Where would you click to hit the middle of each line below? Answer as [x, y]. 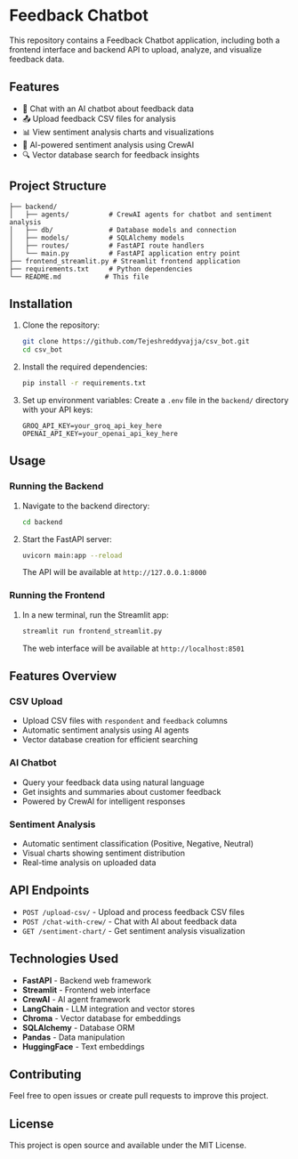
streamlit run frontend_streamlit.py [92, 631]
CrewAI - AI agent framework [76, 999]
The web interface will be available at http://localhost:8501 [133, 648]
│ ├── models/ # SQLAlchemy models [97, 238]
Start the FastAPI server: [67, 539]
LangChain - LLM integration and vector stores [109, 1009]
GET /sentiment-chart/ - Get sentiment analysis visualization [133, 930]
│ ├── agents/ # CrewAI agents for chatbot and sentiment [141, 215]
